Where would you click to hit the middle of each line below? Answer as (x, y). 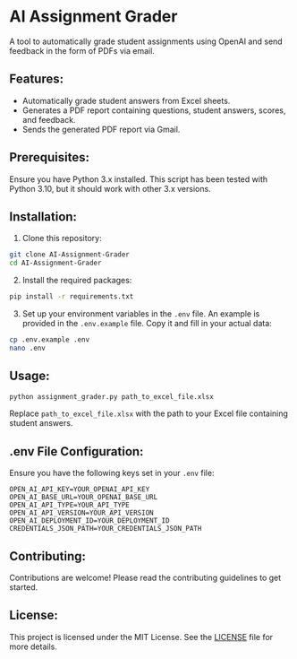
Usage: (30, 376)
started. (24, 587)
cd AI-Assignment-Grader (55, 263)
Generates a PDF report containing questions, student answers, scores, (154, 110)
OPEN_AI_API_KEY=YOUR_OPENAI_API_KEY (80, 490)
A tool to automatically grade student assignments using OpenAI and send (146, 41)
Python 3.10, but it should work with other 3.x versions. (110, 188)
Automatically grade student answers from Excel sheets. (126, 100)
